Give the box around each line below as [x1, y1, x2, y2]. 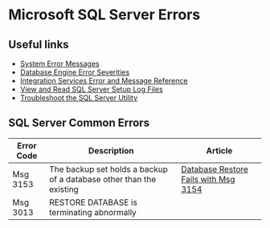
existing [49, 183, 79, 194]
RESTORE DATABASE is [49, 197, 138, 208]
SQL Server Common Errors [8, 116, 150, 130]
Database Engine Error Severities [19, 67, 130, 77]
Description [88, 145, 134, 156]
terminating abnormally [49, 206, 137, 218]
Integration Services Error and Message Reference [19, 76, 188, 85]
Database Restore [180, 163, 249, 174]
